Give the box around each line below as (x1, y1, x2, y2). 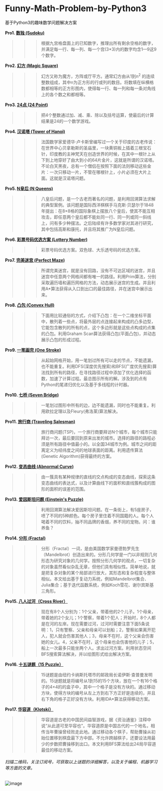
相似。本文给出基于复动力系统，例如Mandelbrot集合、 (41, 576, 149, 582)
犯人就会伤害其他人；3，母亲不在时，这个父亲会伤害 (49, 633, 154, 639)
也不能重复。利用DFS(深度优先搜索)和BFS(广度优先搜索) (41, 363, 153, 369)
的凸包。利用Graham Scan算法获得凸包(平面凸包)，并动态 (41, 331, 156, 337)
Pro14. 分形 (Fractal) (5, 535, 46, 541)
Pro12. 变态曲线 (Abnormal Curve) (5, 463, 74, 469)
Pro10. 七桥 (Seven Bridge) (5, 392, 59, 398)
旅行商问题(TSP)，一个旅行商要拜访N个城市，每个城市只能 (41, 429, 158, 435)
